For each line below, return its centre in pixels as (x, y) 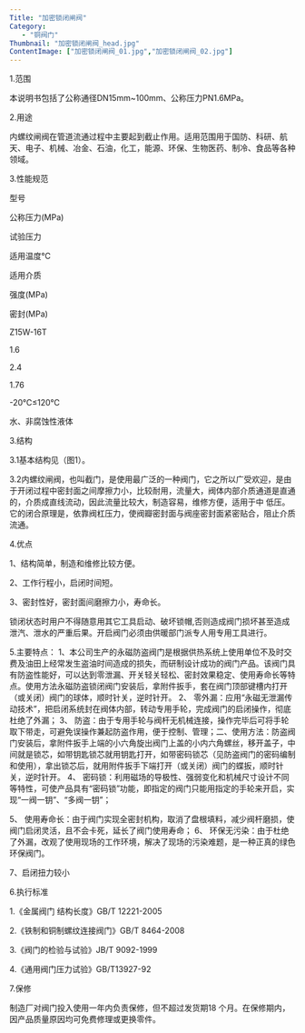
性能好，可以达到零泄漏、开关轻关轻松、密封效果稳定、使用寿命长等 (160, 675)
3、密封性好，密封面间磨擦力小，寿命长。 (88, 602)
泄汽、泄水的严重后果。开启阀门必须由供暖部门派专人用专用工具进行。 (141, 633)
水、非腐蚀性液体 (41, 421)
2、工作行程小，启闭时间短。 (64, 583)
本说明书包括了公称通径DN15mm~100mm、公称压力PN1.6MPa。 (129, 98)
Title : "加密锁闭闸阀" (48, 18)
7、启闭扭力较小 (39, 873)
